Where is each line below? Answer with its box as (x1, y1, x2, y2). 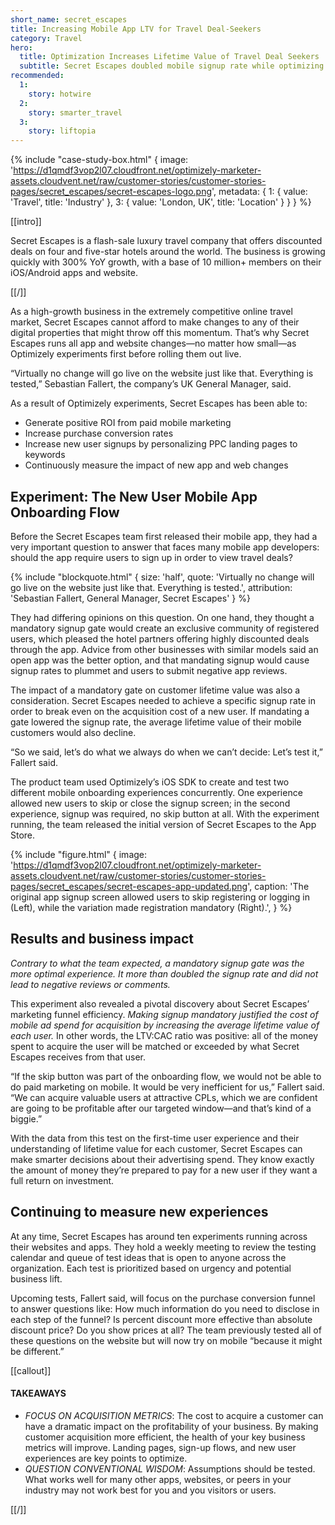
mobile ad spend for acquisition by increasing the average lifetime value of (10, 1019, 320, 1031)
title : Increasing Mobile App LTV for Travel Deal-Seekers (10, 24, 262, 34)
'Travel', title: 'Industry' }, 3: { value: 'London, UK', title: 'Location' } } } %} (10, 196, 312, 208)
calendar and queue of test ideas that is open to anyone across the (10, 1251, 287, 1263)
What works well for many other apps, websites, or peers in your (24, 1473, 292, 1485)
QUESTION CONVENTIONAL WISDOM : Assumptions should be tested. (24, 1462, 316, 1475)
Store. (10, 829, 36, 841)
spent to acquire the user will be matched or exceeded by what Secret (10, 1040, 300, 1052)
